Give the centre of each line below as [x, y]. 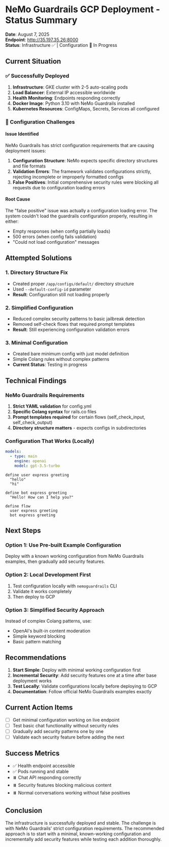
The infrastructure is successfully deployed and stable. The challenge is [81, 823]
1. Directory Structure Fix [37, 272]
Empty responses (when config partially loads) [61, 231]
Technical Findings [36, 380]
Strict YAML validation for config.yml [52, 406]
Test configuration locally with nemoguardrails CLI [65, 586]
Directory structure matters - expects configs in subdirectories [79, 428]
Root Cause [18, 199]
